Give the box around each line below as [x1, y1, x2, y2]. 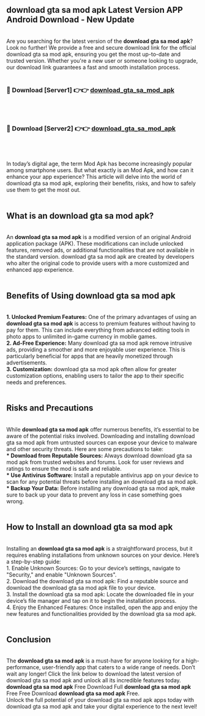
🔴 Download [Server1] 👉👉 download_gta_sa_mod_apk [6, 85, 175, 94]
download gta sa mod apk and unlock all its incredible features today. [6, 677, 182, 684]
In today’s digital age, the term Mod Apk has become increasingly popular [6, 160, 192, 168]
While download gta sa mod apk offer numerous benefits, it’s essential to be [6, 425, 199, 433]
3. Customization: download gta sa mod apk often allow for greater [6, 366, 177, 373]
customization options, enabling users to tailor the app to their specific [6, 372, 185, 380]
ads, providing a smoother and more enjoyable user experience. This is [6, 346, 185, 353]
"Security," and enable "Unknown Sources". [6, 571, 117, 578]
